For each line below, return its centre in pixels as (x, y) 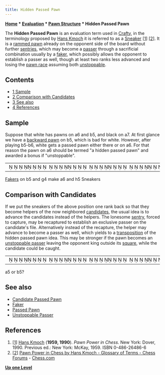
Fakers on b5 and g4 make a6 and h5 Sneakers (53, 179)
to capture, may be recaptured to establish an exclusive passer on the (76, 222)
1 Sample (21, 92)
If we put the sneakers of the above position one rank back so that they (77, 206)
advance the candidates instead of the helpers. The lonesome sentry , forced (82, 217)
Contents (20, 80)
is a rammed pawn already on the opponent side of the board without (75, 43)
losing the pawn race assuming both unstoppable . (56, 64)
